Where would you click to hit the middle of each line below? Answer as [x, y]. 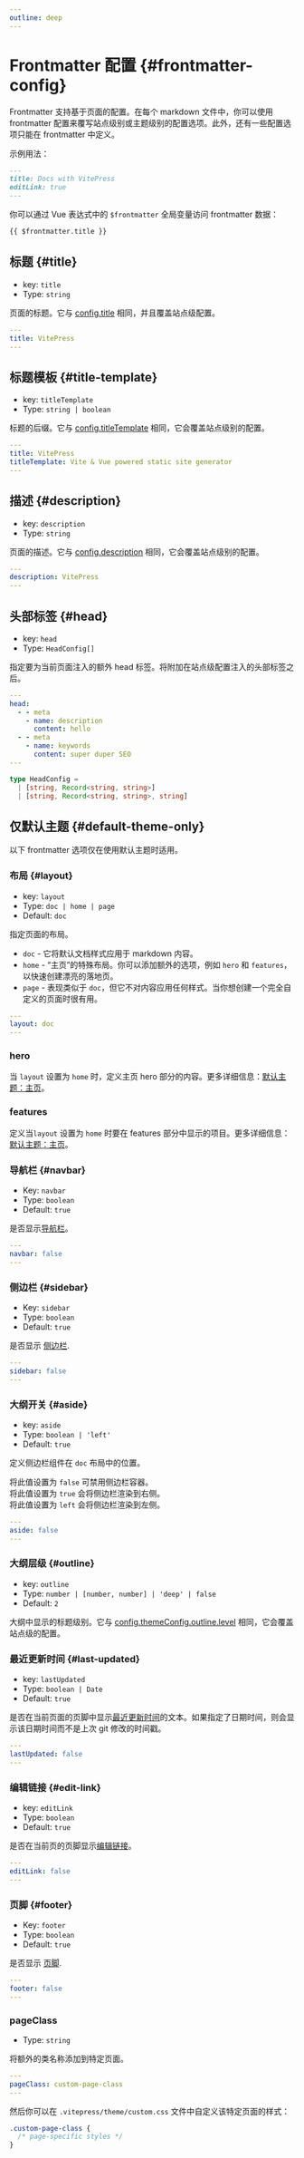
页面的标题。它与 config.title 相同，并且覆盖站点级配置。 [114, 313]
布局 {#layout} [41, 876]
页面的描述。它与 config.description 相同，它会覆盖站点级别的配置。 [137, 552]
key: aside [42, 1425]
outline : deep [36, 18]
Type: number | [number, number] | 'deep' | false [119, 1593]
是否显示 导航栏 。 [41, 1228]
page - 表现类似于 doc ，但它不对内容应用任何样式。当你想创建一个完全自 [157, 987]
